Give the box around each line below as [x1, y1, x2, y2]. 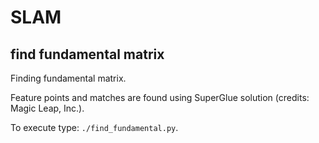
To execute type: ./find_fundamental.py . [10, 122, 179, 133]
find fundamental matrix [10, 46, 165, 63]
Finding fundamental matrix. [10, 72, 127, 84]
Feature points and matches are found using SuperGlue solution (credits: [10, 92, 310, 103]
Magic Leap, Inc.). [10, 102, 85, 114]
